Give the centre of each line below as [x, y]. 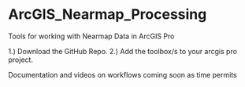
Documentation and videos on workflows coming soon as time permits [123, 74]
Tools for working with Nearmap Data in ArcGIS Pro [91, 36]
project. [21, 60]
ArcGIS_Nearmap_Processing [108, 14]
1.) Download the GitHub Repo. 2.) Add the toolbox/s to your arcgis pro [123, 51]
